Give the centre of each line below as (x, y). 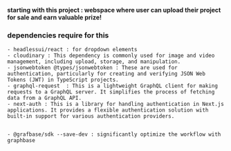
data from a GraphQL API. (44, 98)
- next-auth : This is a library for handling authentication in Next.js (116, 104)
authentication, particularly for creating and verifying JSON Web (107, 74)
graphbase (21, 141)
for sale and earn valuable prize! (55, 17)
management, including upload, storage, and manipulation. (94, 62)
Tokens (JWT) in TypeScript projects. (63, 80)
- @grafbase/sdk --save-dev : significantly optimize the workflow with (114, 134)
